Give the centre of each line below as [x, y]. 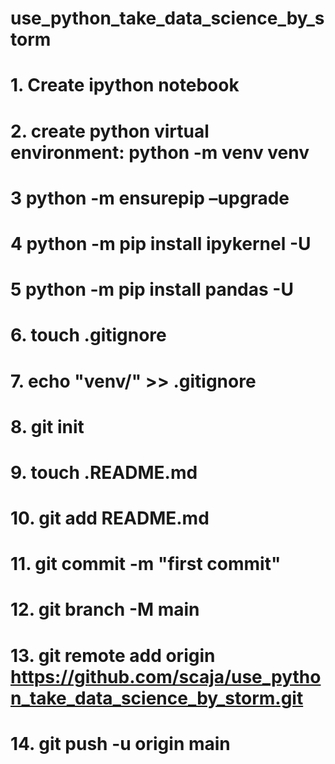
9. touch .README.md [104, 472]
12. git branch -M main [105, 609]
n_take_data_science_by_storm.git [157, 698]
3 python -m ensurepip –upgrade [150, 198]
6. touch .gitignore [88, 335]
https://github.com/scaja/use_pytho [166, 676]
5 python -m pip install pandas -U [152, 289]
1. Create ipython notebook [125, 85]
